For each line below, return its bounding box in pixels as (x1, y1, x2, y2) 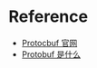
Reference (8, 6, 88, 27)
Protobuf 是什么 (21, 48, 81, 60)
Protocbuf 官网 (21, 37, 78, 48)
